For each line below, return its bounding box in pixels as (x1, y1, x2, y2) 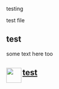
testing (6, 5, 23, 12)
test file (6, 17, 25, 23)
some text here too (6, 50, 53, 57)
